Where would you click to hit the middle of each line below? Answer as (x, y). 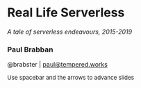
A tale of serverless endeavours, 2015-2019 (70, 32)
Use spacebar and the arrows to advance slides (70, 78)
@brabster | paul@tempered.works (57, 65)
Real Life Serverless (66, 13)
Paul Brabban (30, 49)
